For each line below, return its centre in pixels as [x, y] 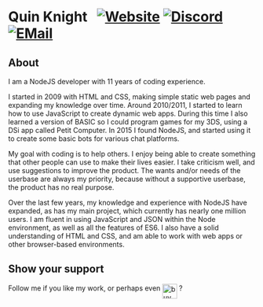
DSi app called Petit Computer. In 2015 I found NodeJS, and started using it [130, 130]
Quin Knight [48, 17]
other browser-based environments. [66, 244]
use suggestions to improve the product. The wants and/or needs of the [124, 170]
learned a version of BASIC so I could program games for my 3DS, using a [128, 122]
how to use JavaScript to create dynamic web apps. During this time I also [128, 113]
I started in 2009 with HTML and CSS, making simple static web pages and [130, 97]
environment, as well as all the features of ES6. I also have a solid [114, 227]
